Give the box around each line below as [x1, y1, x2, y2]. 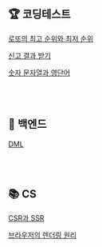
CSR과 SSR [8, 213, 45, 223]
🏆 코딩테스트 [8, 7, 71, 22]
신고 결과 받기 [8, 50, 52, 60]
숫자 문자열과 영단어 [8, 67, 70, 78]
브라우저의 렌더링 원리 [8, 230, 77, 240]
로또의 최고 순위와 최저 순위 [8, 34, 94, 43]
